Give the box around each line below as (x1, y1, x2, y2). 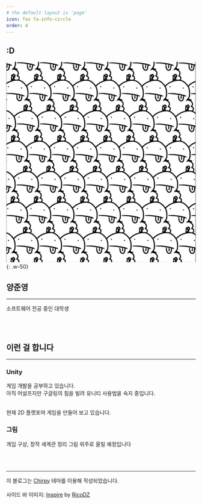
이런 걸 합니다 (6, 342, 54, 353)
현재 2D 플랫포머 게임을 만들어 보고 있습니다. (6, 409, 111, 416)
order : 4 (6, 22, 28, 28)
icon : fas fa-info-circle (6, 16, 71, 22)
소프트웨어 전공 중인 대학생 (6, 305, 69, 312)
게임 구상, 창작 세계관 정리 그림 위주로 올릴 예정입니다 (6, 440, 131, 447)
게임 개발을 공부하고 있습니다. (6, 382, 76, 389)
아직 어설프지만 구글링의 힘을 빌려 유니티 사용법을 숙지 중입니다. (6, 389, 156, 397)
